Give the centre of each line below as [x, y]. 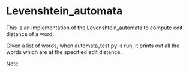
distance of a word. [30, 34]
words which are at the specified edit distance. [64, 52]
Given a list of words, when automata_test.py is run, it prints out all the [93, 46]
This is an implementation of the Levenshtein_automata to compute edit [94, 28]
